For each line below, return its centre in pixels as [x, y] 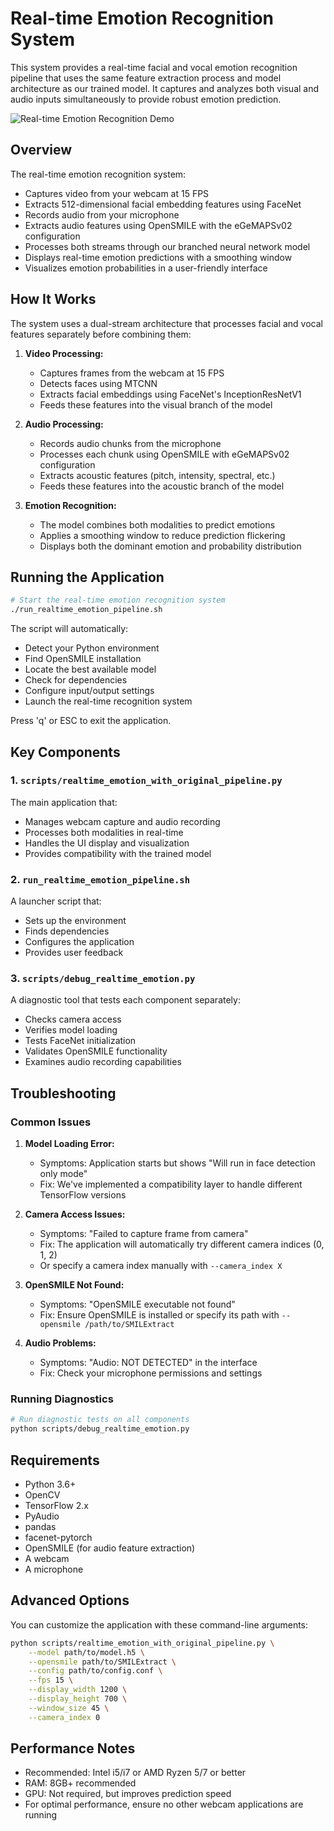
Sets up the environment [75, 921]
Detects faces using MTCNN [98, 383]
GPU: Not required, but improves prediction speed [128, 1794]
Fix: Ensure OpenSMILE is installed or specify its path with [159, 1315]
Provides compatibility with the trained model [118, 853]
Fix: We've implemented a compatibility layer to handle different [171, 1184]
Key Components [65, 752]
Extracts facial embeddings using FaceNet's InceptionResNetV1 [170, 394]
